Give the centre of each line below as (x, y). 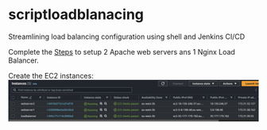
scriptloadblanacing (76, 15)
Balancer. (24, 60)
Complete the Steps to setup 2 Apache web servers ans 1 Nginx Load (122, 52)
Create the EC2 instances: (51, 75)
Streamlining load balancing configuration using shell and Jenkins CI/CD (127, 36)
